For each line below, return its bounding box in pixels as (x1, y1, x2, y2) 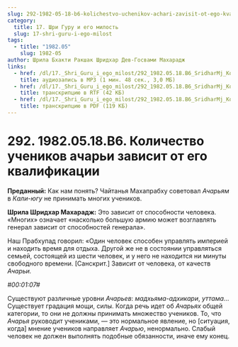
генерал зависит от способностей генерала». (7, 222, 146, 231)
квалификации (7, 164, 101, 179)
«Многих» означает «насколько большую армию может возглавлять (7, 215, 217, 224)
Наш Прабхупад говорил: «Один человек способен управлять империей (7, 237, 229, 245)
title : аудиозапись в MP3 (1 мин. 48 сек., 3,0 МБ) (20, 76, 176, 84)
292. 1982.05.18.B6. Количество (7, 133, 205, 149)
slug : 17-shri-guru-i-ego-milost (13, 30, 113, 38)
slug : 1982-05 (20, 50, 62, 57)
